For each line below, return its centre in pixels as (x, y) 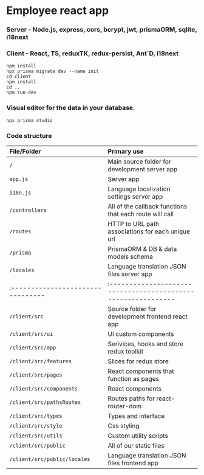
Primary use (126, 151)
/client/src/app (33, 348)
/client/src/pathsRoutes (45, 402)
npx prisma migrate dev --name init (53, 71)
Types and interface (136, 416)
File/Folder (25, 151)
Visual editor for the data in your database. (71, 108)
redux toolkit (126, 351)
